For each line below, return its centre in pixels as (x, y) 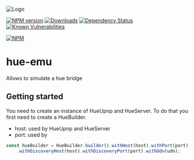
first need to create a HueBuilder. (46, 117)
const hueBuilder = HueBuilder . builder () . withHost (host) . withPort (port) (97, 145)
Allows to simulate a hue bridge (44, 78)
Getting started (35, 97)
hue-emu (29, 62)
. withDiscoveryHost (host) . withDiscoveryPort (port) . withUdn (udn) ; (99, 151)
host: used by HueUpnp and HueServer (63, 128)
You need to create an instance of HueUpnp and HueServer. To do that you (97, 111)
